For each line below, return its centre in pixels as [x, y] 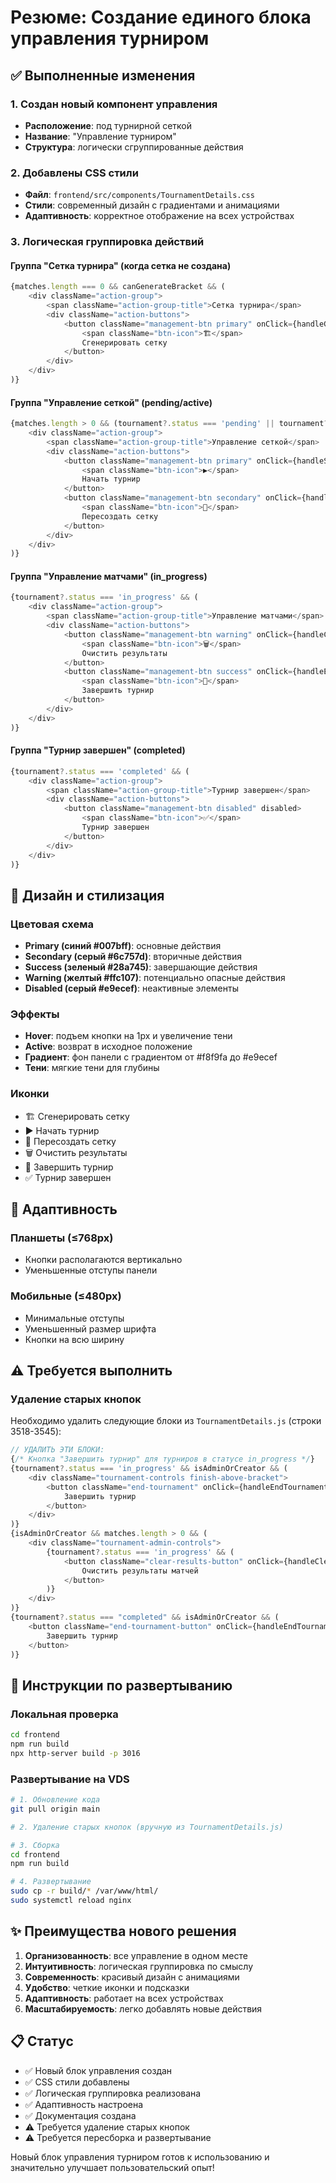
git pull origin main [55, 1809]
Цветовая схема [52, 924]
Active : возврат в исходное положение [108, 1047]
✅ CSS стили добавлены [77, 2082]
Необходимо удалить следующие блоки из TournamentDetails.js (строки [166, 1421]
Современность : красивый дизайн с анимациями [132, 1977]
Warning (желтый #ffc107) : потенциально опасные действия [155, 978]
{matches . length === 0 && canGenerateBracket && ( [118, 287]
